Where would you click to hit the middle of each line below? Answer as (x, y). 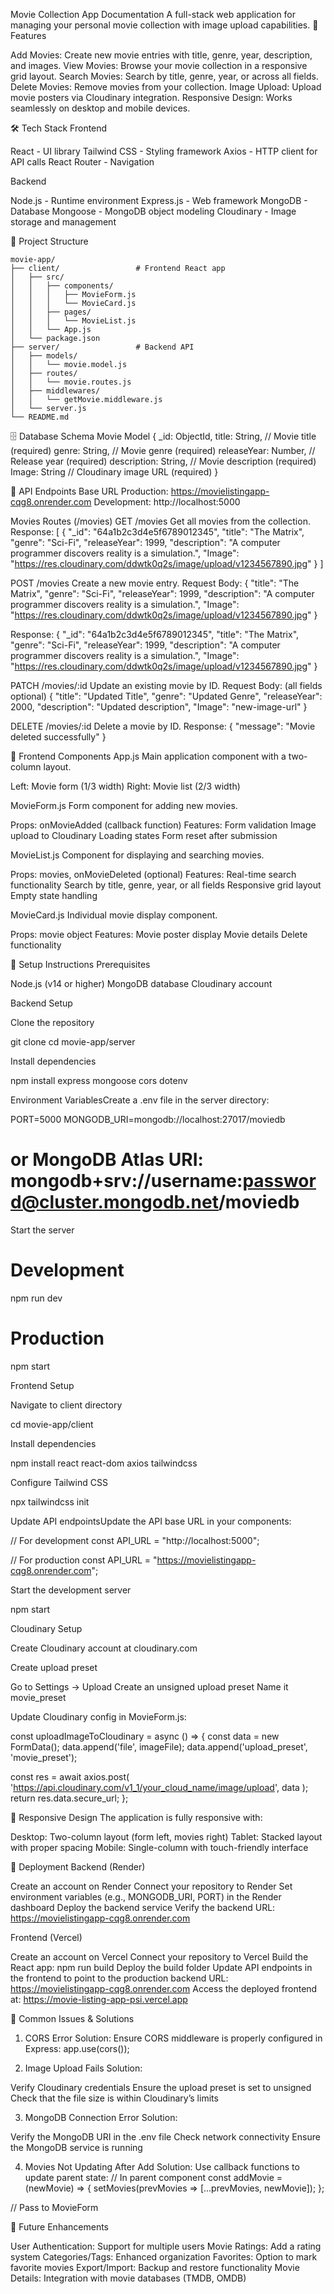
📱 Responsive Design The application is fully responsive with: (136, 1817)
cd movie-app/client (52, 1424)
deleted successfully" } (58, 737)
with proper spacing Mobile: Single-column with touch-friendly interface (159, 1847)
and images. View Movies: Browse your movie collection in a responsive (159, 65)
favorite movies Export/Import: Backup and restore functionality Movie (155, 2267)
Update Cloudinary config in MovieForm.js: (98, 1716)
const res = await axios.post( (70, 1776)
